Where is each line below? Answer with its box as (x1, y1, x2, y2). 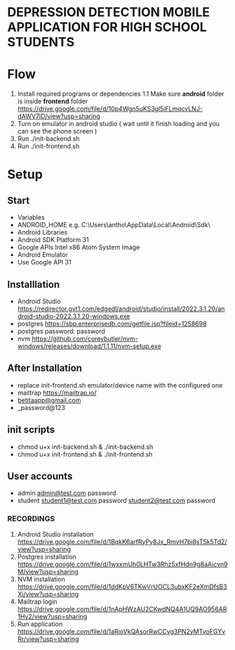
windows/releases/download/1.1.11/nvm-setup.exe (17, 342, 161, 350)
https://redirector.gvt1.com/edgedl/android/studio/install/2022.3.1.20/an (17, 304, 225, 313)
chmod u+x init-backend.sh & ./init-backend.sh (17, 442, 154, 451)
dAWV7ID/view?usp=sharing (17, 112, 100, 120)
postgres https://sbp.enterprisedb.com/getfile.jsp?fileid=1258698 (17, 319, 207, 328)
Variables (17, 213, 45, 222)
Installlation (7, 279, 60, 291)
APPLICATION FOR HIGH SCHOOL (7, 19, 207, 35)
